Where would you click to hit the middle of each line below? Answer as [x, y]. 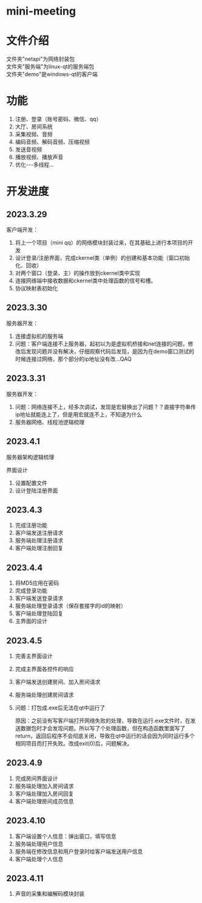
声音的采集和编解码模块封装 [50, 894]
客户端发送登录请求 [39, 598]
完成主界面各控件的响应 [44, 669]
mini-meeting [41, 11]
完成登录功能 [31, 591]
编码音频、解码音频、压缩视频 [52, 142]
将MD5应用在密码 [37, 583]
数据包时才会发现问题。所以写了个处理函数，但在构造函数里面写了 [103, 728]
